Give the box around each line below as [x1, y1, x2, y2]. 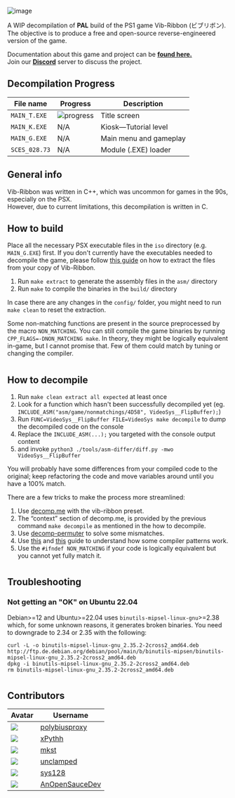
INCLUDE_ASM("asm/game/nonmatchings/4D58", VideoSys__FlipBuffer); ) [17, 407, 222, 416]
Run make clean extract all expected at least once [17, 393, 167, 401]
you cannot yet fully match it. [17, 551, 102, 560]
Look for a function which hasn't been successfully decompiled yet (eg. [17, 400, 225, 409]
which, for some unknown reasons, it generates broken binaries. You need [7, 620, 222, 629]
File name [13, 98, 48, 108]
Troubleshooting [7, 576, 82, 588]
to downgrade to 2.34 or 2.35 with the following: [7, 628, 147, 636]
